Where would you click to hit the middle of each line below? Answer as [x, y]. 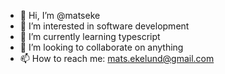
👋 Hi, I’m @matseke [60, 15]
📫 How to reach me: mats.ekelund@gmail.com [117, 58]
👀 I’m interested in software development [104, 26]
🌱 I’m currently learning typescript [90, 36]
